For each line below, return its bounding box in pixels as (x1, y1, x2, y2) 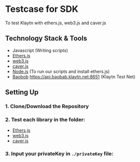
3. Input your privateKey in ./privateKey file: (5, 150, 114, 157)
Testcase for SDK (5, 3, 78, 15)
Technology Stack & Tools (5, 34, 87, 43)
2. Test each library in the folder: (5, 116, 85, 123)
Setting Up (5, 88, 39, 97)
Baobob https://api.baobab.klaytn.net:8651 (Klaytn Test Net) (12, 73, 136, 80)
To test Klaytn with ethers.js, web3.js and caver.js (5, 20, 106, 26)
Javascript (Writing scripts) (12, 47, 69, 53)
